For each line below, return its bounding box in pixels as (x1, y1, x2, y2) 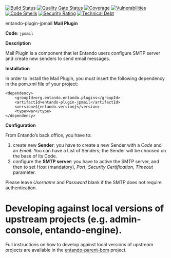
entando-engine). (45, 225, 122, 236)
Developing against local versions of (5, 203, 164, 214)
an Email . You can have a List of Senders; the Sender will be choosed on (12, 148, 166, 153)
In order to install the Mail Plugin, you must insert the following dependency (5, 75, 165, 82)
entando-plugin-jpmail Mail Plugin (5, 21, 78, 26)
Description (5, 40, 31, 46)
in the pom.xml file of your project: (5, 81, 79, 87)
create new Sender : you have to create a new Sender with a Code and (12, 142, 162, 148)
